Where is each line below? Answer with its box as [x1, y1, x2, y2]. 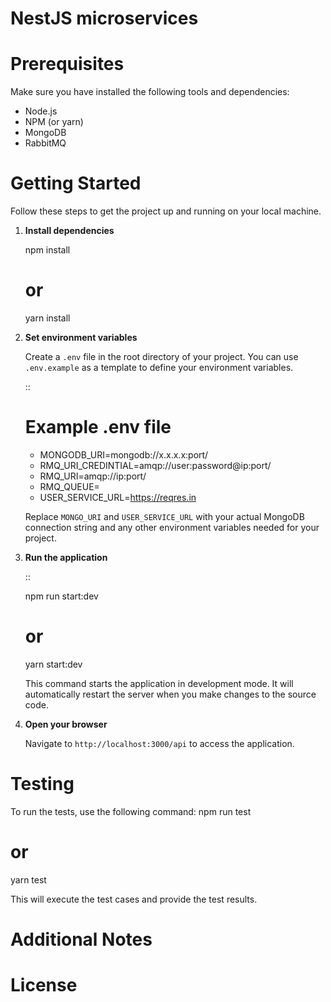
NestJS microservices [10, 7, 199, 30]
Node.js [24, 105, 58, 117]
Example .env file [24, 416, 172, 439]
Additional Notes [10, 928, 153, 951]
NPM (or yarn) [24, 116, 84, 128]
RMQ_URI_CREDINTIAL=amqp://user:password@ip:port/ [39, 459, 272, 471]
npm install [24, 244, 71, 256]
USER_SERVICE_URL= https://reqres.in [39, 491, 197, 503]
